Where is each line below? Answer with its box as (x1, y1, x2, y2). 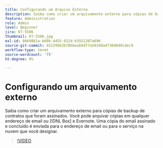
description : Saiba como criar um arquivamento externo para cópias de (5, 12, 153, 16)
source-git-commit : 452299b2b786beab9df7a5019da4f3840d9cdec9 (5, 43, 133, 48)
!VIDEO (16, 138, 32, 144)
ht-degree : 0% (5, 57, 34, 61)
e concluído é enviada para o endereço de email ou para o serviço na (5, 123, 144, 129)
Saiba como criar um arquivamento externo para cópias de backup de (5, 108, 145, 114)
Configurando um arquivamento (5, 82, 137, 92)
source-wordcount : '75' (5, 52, 53, 57)
